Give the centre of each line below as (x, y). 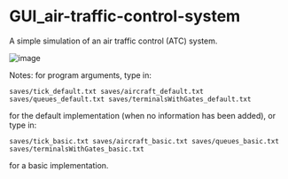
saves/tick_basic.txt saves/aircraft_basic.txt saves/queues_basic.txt (144, 141)
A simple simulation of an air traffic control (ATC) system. (113, 41)
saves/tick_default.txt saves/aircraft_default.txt (106, 91)
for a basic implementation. (59, 165)
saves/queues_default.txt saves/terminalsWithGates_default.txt (130, 99)
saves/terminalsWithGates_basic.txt (77, 149)
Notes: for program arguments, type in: (81, 75)
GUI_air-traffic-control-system (125, 16)
